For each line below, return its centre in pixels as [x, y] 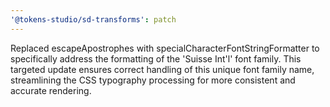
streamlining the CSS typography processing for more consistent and [153, 80]
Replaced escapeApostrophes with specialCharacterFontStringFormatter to [165, 48]
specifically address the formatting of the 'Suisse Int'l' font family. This [156, 58]
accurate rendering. [51, 90]
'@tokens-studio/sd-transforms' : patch [93, 19]
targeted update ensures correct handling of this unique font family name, [162, 69]
